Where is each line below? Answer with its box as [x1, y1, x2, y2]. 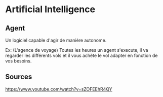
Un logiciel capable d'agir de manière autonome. [5, 37, 107, 43]
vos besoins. [5, 58, 32, 64]
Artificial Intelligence [5, 4, 95, 15]
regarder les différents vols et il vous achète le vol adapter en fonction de [5, 52, 158, 58]
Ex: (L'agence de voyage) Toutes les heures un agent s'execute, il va [5, 47, 148, 53]
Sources [5, 73, 32, 81]
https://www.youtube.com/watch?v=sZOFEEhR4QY [5, 86, 112, 92]
